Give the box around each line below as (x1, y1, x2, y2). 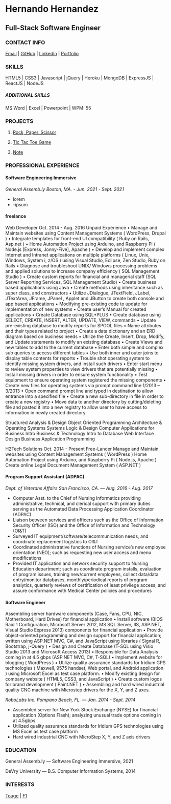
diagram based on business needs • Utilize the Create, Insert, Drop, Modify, (5, 333, 165, 340)
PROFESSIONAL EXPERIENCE (5, 162, 80, 169)
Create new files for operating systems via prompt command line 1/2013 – (5, 382, 160, 388)
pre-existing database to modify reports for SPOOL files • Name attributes (5, 322, 162, 328)
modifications (12, 555, 42, 561)
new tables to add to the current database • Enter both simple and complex (5, 344, 164, 350)
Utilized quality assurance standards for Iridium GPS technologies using (12, 723, 164, 729)
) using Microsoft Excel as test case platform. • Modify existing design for (5, 670, 160, 676)
